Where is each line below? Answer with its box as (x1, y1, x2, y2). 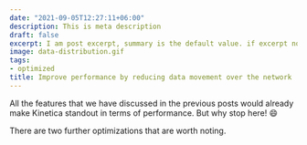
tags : (9, 56, 30, 65)
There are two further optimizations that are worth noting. (9, 125, 227, 136)
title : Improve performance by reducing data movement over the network (9, 73, 292, 82)
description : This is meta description (9, 22, 162, 31)
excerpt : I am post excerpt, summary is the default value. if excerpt (9, 38, 288, 48)
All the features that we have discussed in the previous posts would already (9, 98, 294, 109)
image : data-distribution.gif (9, 47, 125, 57)
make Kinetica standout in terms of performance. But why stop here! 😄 (9, 107, 279, 119)
